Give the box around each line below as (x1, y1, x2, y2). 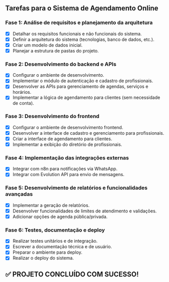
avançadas (5, 191, 33, 198)
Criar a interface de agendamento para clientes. (12, 136, 112, 142)
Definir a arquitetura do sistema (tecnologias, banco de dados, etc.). (12, 36, 155, 42)
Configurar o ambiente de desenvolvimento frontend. (12, 124, 124, 130)
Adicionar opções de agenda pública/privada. (12, 213, 108, 219)
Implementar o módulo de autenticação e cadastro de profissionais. (12, 78, 153, 84)
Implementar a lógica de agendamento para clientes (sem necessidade (12, 94, 160, 100)
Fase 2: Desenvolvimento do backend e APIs (5, 61, 117, 68)
